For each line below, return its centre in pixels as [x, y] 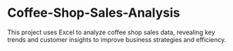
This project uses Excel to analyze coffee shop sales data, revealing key [111, 32]
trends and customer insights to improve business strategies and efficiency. [117, 39]
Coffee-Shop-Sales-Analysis [94, 13]
